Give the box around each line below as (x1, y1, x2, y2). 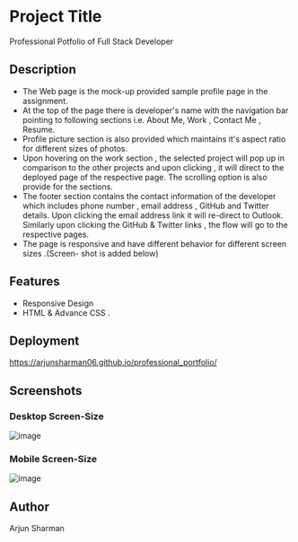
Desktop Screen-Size (9, 410, 105, 423)
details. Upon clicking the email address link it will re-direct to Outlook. (22, 209, 285, 221)
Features (9, 274, 60, 289)
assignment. (22, 95, 68, 106)
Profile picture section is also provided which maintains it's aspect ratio (22, 133, 286, 144)
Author (9, 499, 49, 514)
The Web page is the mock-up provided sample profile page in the (22, 85, 268, 96)
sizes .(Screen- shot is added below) (22, 248, 159, 258)
